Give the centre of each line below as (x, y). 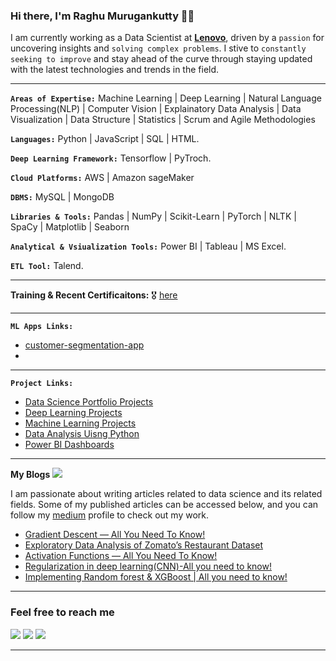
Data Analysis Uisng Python (82, 434)
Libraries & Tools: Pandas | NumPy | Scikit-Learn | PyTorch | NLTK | (153, 216)
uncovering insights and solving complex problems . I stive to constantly (158, 48)
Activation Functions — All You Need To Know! (121, 556)
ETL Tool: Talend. (47, 266)
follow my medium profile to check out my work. (109, 515)
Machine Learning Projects (80, 423)
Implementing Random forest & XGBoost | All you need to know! (156, 577)
